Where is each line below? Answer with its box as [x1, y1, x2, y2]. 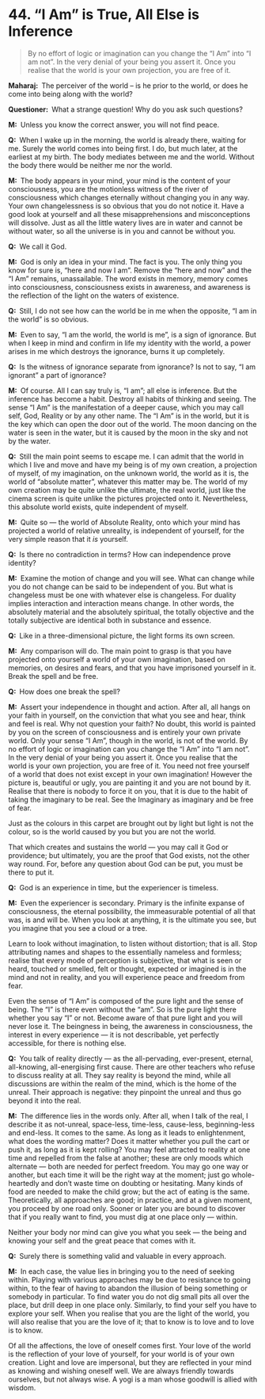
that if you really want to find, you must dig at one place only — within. [8, 1212, 238, 1222]
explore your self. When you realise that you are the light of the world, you [8, 1309, 250, 1318]
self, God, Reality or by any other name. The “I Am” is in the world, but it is [8, 410, 250, 421]
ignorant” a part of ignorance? [8, 370, 107, 379]
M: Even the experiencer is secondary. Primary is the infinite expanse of [8, 898, 245, 908]
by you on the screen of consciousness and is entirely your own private [8, 727, 241, 737]
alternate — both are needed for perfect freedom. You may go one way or [8, 1161, 249, 1171]
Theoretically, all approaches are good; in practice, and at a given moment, [8, 1195, 253, 1205]
